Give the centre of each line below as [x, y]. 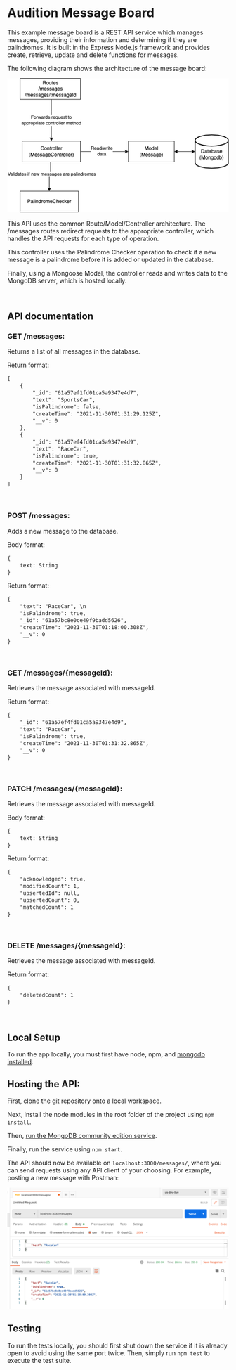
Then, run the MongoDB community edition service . [82, 1136]
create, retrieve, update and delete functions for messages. [93, 55]
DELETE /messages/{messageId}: [66, 945]
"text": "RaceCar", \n [53, 606]
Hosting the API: [44, 1084]
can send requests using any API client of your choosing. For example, [110, 1170]
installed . [20, 1062]
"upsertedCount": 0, [50, 900]
